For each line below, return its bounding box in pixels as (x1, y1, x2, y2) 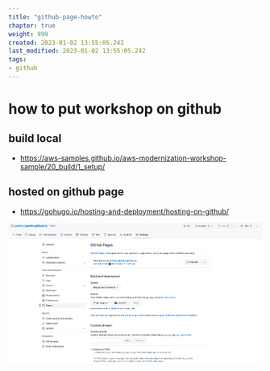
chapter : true (8, 21, 56, 30)
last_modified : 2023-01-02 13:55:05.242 (8, 47, 147, 56)
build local (8, 131, 62, 145)
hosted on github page (8, 185, 125, 199)
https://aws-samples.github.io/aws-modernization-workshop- (19, 153, 227, 163)
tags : (8, 56, 27, 64)
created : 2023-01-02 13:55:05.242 (8, 39, 125, 47)
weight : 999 (8, 30, 48, 38)
